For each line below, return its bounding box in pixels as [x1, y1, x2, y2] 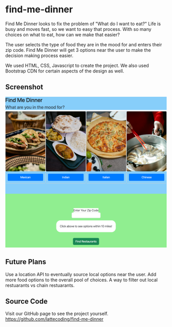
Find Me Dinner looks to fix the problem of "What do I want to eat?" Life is [5, 21, 161, 27]
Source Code [5, 297, 48, 305]
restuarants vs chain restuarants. [5, 282, 75, 288]
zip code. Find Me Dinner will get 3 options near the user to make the [5, 47, 151, 53]
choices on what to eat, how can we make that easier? [5, 31, 120, 38]
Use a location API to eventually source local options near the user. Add [5, 271, 157, 277]
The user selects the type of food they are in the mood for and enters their [5, 41, 162, 47]
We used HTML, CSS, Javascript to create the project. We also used [5, 62, 149, 68]
